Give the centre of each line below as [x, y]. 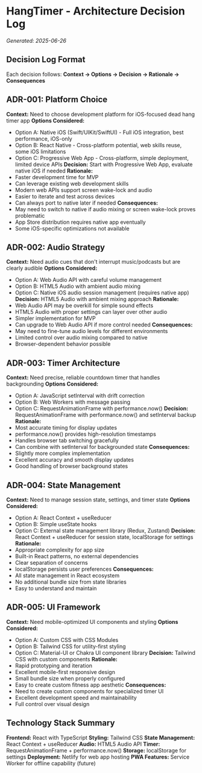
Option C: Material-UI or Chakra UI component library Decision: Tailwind [105, 652]
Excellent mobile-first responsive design [65, 672]
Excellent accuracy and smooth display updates [74, 460]
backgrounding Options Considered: [52, 384]
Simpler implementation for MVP [55, 319]
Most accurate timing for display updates [66, 428]
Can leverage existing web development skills [72, 183]
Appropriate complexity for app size [59, 550]
